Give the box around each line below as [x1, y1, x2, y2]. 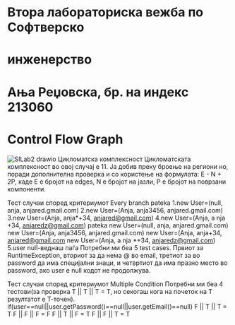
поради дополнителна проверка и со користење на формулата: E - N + [7, 170, 222, 178]
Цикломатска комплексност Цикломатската [57, 155, 191, 163]
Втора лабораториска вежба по [7, 4, 203, 20]
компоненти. [7, 184, 46, 193]
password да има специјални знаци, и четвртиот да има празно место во [7, 259, 228, 267]
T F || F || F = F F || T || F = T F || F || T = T [7, 309, 131, 318]
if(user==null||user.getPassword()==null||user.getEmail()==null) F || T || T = [7, 302, 227, 311]
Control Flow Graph [7, 131, 123, 147]
